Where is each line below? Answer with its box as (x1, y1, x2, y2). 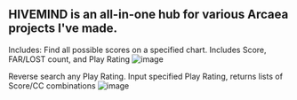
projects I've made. (8, 21, 117, 36)
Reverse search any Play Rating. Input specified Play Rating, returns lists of (8, 71, 284, 81)
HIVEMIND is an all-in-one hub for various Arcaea (8, 7, 289, 22)
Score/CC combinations (8, 80, 96, 91)
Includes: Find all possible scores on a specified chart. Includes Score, (8, 44, 268, 55)
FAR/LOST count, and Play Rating (8, 53, 131, 65)
